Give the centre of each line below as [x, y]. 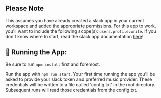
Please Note [25, 8]
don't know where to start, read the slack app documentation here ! [74, 36]
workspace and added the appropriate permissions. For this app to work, [81, 26]
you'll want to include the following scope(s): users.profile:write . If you [81, 31]
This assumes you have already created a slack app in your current [75, 20]
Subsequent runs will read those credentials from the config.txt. [71, 90]
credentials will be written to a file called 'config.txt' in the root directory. [80, 84]
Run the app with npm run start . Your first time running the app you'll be [80, 74]
